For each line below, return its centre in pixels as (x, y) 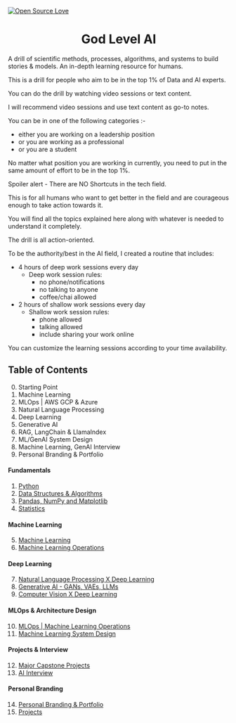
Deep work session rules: (65, 274)
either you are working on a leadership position (86, 134)
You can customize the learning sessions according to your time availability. (118, 347)
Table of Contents (48, 370)
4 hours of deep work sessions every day (78, 267)
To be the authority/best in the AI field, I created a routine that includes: (111, 253)
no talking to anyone (68, 289)
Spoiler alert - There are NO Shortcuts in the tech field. (87, 184)
